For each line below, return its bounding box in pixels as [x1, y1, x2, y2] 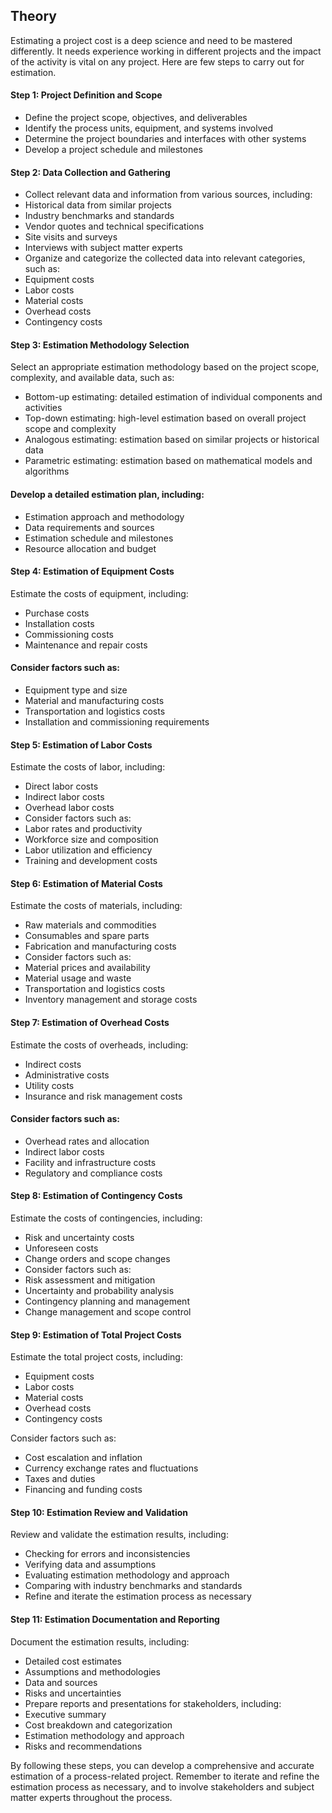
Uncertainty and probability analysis [24, 1285, 175, 1297]
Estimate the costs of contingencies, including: [10, 1212, 203, 1224]
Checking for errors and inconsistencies [24, 1548, 191, 1560]
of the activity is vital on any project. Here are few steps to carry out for [10, 55, 305, 68]
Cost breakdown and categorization [24, 1719, 173, 1731]
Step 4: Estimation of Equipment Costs [10, 565, 175, 578]
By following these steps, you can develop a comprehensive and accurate [10, 1759, 315, 1771]
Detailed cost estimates [24, 1655, 122, 1667]
